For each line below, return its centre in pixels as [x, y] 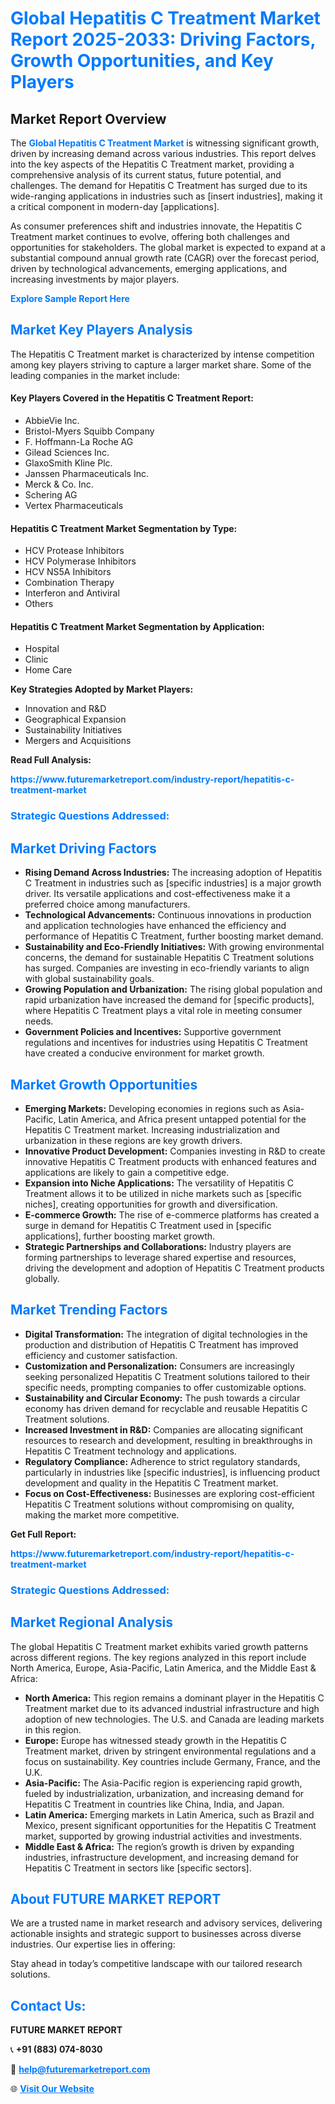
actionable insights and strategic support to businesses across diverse [156, 1934]
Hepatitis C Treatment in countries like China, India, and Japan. [154, 1804]
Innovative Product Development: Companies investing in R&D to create [175, 1151]
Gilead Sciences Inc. [67, 453]
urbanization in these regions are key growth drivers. [133, 1140]
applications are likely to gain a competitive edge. [127, 1172]
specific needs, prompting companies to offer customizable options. [165, 1387]
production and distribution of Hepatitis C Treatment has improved [161, 1344]
